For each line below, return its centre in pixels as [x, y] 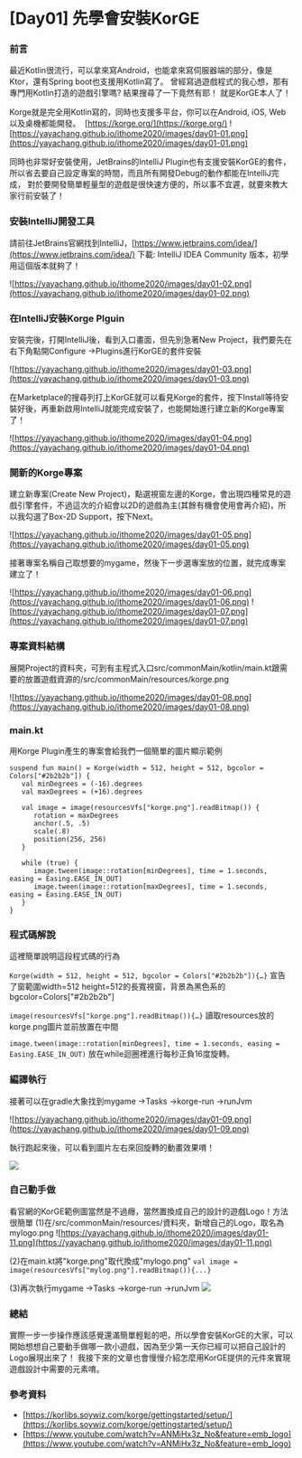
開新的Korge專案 [46, 473]
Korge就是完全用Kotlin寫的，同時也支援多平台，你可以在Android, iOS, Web [148, 112]
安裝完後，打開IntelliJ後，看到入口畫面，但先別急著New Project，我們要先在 [151, 340]
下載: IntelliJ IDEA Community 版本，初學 [213, 254]
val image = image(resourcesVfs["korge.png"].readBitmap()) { [140, 807]
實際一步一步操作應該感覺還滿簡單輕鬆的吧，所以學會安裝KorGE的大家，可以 [151, 1335]
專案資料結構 [37, 646]
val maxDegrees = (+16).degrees [82, 792]
